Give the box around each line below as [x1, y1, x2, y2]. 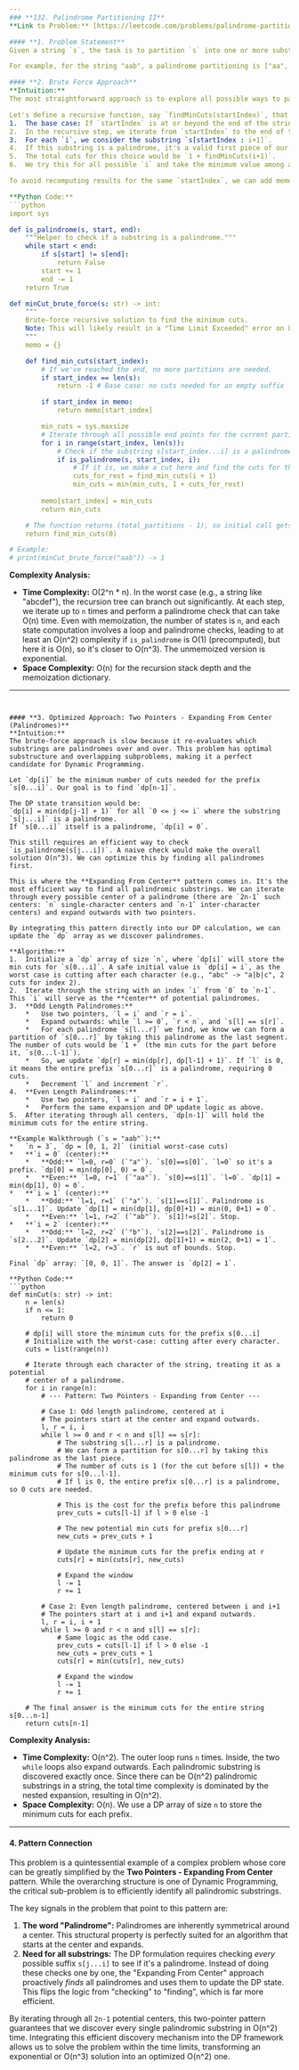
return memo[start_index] [56, 406, 153, 415]
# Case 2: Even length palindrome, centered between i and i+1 [41, 1602, 280, 1611]
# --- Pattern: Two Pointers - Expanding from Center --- [41, 1392, 261, 1401]
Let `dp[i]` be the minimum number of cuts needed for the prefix [9, 776, 261, 785]
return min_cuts [41, 504, 101, 513]
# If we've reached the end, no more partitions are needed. [41, 364, 273, 374]
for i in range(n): [25, 1384, 98, 1393]
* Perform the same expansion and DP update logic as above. [25, 1103, 265, 1112]
